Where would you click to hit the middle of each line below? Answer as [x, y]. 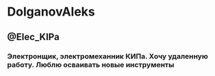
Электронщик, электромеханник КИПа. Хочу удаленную [108, 56]
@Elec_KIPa [33, 37]
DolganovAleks [51, 12]
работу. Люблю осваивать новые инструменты [91, 64]
